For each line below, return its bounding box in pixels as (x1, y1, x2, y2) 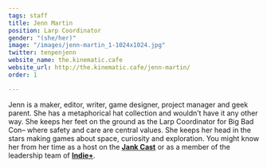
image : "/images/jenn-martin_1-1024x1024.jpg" (8, 41, 166, 49)
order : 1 (8, 71, 37, 79)
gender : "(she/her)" (8, 33, 77, 42)
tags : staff (8, 11, 48, 20)
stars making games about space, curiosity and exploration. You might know (8, 133, 260, 143)
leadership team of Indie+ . (8, 150, 96, 160)
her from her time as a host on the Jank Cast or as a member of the (8, 142, 231, 151)
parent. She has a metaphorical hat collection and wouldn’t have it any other (8, 108, 258, 118)
